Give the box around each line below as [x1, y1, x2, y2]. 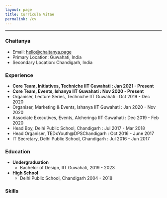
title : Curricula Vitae [5, 12, 55, 17]
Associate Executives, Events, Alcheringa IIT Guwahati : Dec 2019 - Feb [12, 115, 159, 121]
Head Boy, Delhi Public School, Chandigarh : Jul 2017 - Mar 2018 [12, 125, 145, 131]
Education [5, 148, 31, 155]
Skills [5, 188, 19, 195]
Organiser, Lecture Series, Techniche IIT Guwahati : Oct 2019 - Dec [12, 93, 150, 99]
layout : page [5, 7, 32, 12]
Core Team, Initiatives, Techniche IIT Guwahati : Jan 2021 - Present [12, 83, 154, 89]
